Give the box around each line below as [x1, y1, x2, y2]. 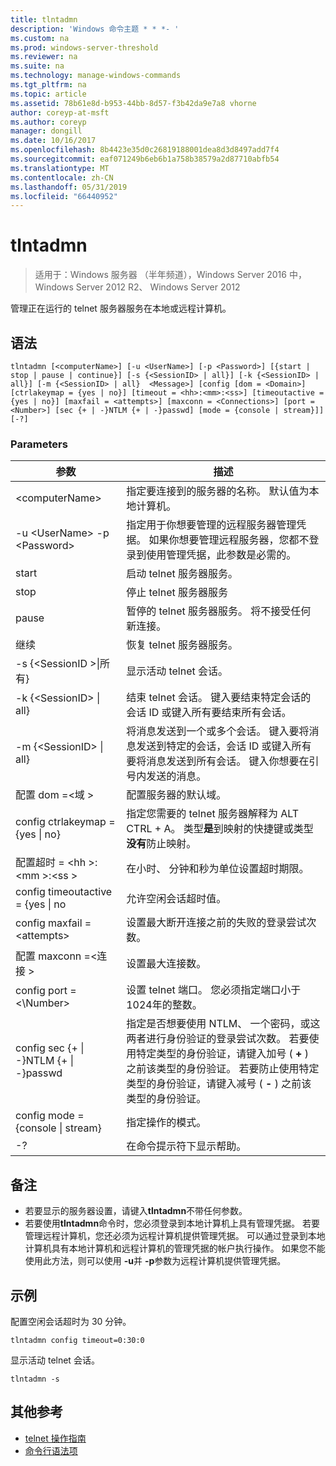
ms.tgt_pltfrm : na [10, 80, 87, 90]
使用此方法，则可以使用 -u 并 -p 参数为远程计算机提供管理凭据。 [24, 1255, 287, 1267]
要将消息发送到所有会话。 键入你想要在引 [126, 754, 320, 768]
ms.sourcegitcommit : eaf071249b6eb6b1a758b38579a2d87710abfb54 [10, 154, 280, 164]
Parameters [10, 437, 68, 451]
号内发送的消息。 [126, 769, 207, 783]
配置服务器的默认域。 [126, 788, 227, 802]
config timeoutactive [15, 885, 113, 899]
